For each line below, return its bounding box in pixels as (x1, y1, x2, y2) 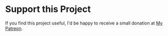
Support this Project (5, 3, 91, 15)
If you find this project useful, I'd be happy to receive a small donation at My (5, 20, 163, 26)
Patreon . (5, 25, 23, 31)
